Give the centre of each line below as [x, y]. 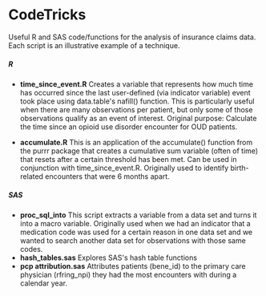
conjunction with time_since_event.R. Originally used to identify [124, 168]
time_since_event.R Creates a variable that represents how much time [137, 84]
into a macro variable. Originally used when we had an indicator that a [135, 223]
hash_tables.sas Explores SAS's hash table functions [109, 257]
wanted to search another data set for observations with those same [133, 240]
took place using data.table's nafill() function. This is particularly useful [137, 101]
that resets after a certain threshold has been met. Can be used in [129, 159]
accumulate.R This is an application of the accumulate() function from [136, 142]
